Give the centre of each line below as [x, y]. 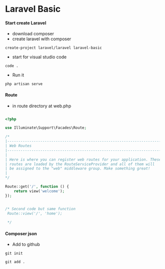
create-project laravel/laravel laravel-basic [54, 48]
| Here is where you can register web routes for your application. [77, 159]
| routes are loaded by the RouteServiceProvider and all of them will [80, 164]
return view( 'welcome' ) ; [39, 191]
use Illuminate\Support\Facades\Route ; [46, 128]
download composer [33, 34]
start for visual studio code [39, 57]
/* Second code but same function [41, 209]
